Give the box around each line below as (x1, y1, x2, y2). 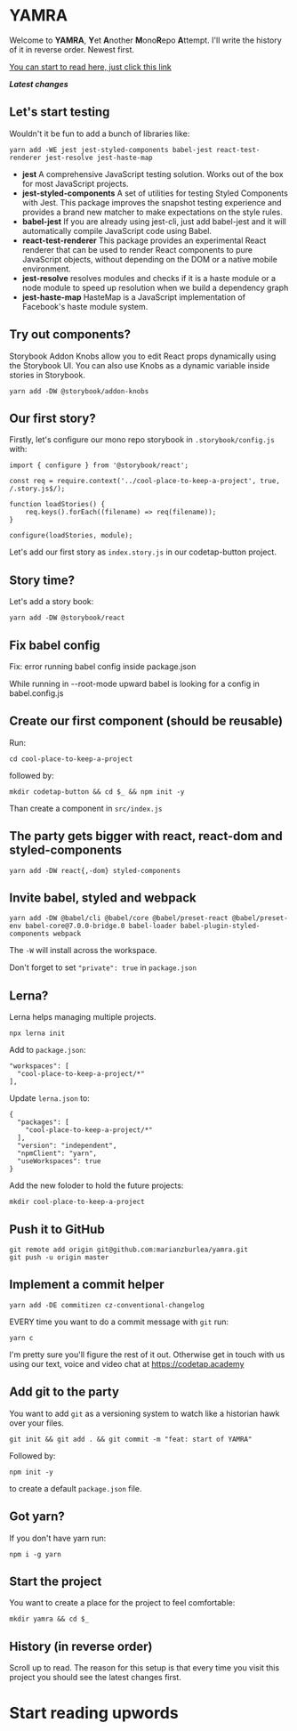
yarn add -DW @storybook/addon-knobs (9, 386, 149, 396)
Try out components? (9, 327, 132, 343)
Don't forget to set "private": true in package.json (9, 962, 197, 973)
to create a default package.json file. (9, 1483, 142, 1493)
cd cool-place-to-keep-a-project (9, 754, 133, 764)
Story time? (9, 572, 76, 587)
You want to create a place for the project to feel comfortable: (9, 1598, 236, 1608)
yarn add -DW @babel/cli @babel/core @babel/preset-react (9, 914, 229, 923)
